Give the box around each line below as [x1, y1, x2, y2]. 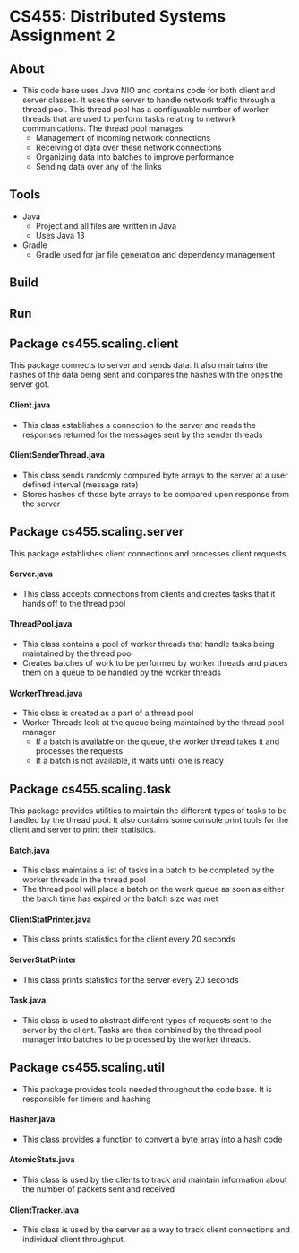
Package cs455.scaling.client [9, 336, 179, 351]
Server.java [9, 568, 54, 580]
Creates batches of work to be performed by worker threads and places [21, 658, 288, 669]
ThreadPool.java [9, 618, 73, 629]
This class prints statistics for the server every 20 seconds [21, 974, 239, 985]
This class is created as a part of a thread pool [21, 707, 194, 719]
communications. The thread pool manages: [21, 123, 185, 134]
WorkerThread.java [9, 688, 83, 698]
